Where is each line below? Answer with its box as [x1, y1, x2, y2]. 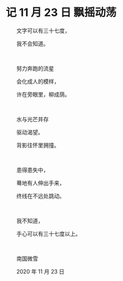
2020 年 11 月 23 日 [16, 268, 65, 275]
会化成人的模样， [16, 78, 59, 85]
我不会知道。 [16, 40, 49, 47]
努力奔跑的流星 [16, 65, 54, 72]
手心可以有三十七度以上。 [16, 230, 81, 237]
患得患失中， [16, 166, 49, 173]
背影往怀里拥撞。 [16, 141, 59, 148]
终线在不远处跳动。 [16, 192, 65, 199]
